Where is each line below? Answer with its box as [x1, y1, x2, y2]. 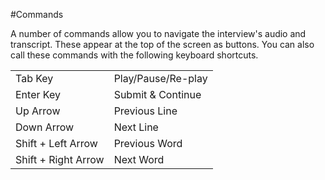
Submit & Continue [113, 88, 202, 101]
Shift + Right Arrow [15, 153, 105, 166]
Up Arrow [15, 104, 61, 118]
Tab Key [15, 72, 54, 85]
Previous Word [113, 137, 183, 150]
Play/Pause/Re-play [113, 72, 208, 85]
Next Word [113, 153, 165, 166]
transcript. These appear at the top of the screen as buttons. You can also [10, 39, 315, 50]
